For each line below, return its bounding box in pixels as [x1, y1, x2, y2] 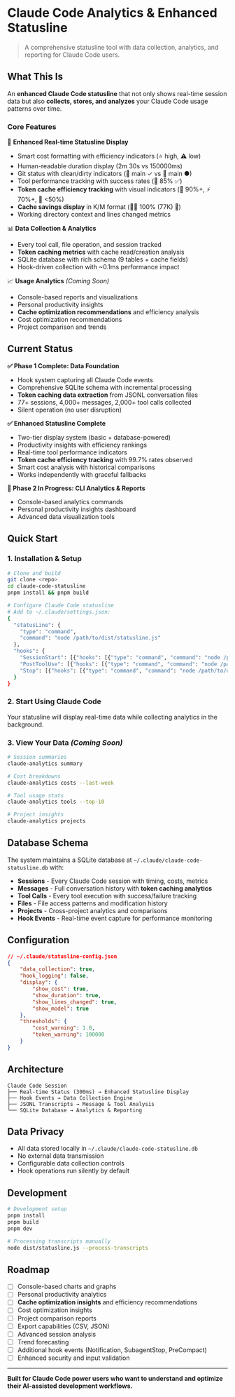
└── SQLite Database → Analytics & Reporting [7, 1107, 142, 1114]
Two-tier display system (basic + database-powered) [17, 433, 171, 441]
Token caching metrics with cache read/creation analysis [17, 248, 185, 257]
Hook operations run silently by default [17, 1166, 130, 1175]
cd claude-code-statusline [7, 583, 86, 590]
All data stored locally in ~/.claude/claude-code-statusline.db [17, 1145, 198, 1153]
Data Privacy [7, 1126, 64, 1138]
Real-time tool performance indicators [17, 447, 127, 457]
